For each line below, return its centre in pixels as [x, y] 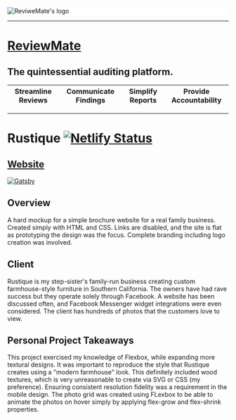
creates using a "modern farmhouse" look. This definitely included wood [112, 372]
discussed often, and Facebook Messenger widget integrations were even [114, 304]
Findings [90, 100]
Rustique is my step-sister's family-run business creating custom [101, 281]
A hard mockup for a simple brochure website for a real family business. [111, 219]
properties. [23, 409]
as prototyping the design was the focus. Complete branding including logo [117, 235]
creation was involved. [40, 242]
